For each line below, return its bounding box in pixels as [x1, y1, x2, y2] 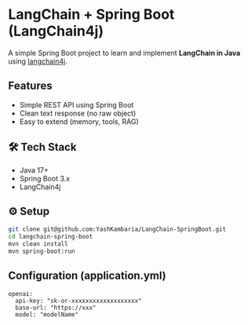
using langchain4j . [8, 57, 68, 66]
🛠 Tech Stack [8, 141, 77, 154]
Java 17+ [19, 165, 49, 174]
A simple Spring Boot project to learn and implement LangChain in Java [8, 48, 241, 57]
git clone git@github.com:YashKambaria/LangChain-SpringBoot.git [8, 225, 226, 233]
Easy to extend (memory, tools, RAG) [19, 116, 139, 126]
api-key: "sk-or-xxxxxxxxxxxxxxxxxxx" [15, 297, 143, 305]
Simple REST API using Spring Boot [19, 100, 134, 109]
